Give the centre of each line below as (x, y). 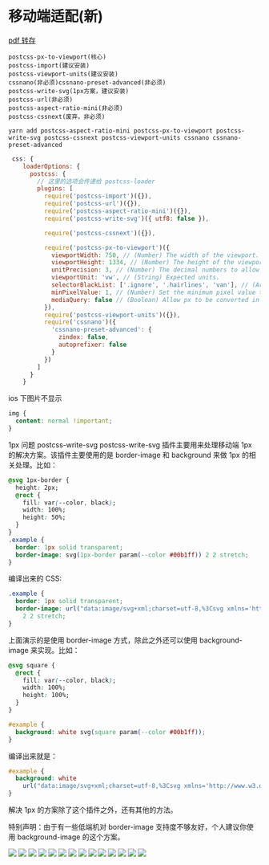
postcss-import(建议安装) (49, 65)
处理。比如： (36, 465)
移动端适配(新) (56, 16)
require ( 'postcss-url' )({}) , (92, 204)
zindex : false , (84, 337)
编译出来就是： (33, 756)
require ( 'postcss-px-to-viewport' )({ (107, 247)
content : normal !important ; (64, 421)
